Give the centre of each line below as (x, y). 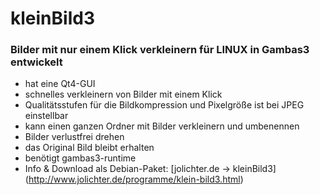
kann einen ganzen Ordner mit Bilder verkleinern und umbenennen (162, 126)
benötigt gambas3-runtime (80, 158)
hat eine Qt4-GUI (60, 84)
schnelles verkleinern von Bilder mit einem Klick (123, 94)
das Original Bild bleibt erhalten (89, 148)
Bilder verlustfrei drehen (74, 137)
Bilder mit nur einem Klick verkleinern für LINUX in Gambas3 (160, 50)
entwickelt (36, 62)
